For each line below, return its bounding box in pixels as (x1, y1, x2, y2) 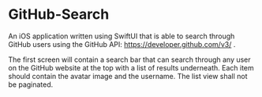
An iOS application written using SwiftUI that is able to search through (8, 31, 235, 41)
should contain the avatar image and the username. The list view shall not (8, 71, 248, 81)
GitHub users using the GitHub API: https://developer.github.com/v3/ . (8, 39, 236, 48)
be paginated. (8, 80, 54, 89)
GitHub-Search (8, 5, 110, 23)
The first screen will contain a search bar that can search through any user (8, 55, 251, 64)
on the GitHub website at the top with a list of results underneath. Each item (8, 63, 254, 72)
